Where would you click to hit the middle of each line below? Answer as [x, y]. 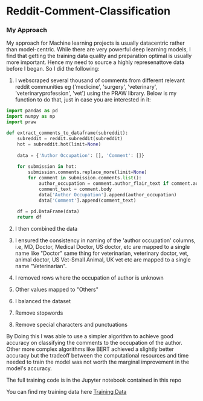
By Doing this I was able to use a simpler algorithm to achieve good [90, 336]
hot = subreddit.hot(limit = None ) [59, 144]
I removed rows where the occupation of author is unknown [89, 278]
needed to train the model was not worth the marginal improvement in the [98, 362]
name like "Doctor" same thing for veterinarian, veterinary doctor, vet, [102, 253]
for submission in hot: [47, 167]
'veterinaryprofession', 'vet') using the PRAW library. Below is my [96, 93]
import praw [21, 122]
